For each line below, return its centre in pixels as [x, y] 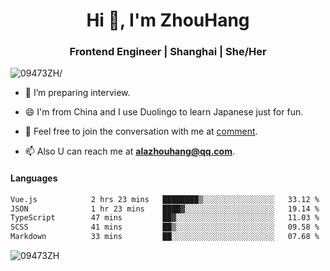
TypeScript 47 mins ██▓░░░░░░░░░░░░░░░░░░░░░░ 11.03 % [165, 218]
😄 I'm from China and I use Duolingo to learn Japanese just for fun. [164, 112]
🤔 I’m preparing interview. [77, 93]
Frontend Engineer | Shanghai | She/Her [168, 52]
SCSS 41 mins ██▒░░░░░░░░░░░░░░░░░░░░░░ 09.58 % [165, 227]
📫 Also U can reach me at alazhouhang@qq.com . [130, 151]
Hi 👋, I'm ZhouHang [168, 20]
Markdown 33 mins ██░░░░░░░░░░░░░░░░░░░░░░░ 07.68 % [165, 237]
